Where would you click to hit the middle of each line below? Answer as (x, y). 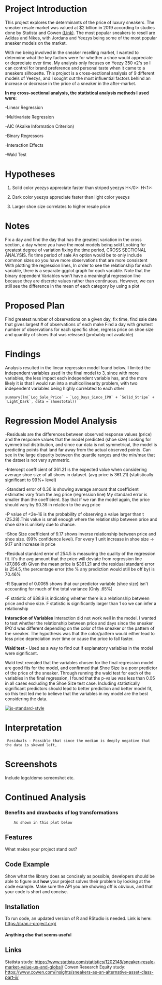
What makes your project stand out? (41, 849)
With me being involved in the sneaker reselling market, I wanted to (72, 52)
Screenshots (31, 764)
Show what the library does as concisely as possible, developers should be (80, 876)
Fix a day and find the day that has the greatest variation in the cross (73, 240)
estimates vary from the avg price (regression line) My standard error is (76, 494)
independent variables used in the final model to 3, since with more (72, 373)
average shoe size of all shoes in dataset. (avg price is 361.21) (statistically (79, 474)
